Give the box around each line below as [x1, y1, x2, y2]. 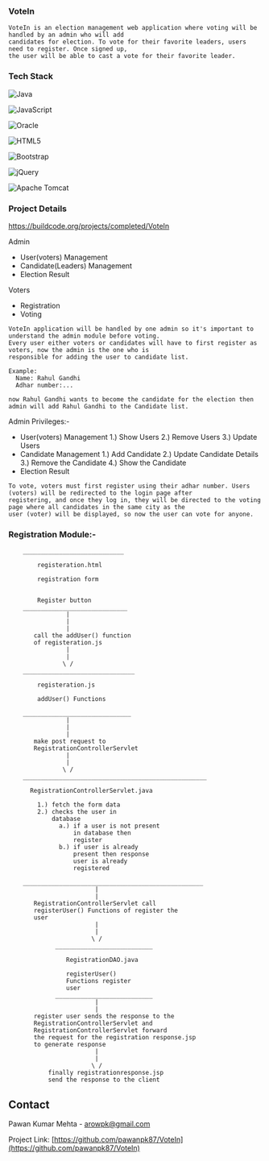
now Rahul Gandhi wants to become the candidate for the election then [8, 395, 254, 404]
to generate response [33, 1041, 106, 1049]
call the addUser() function [33, 632, 131, 640]
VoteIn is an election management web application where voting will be [8, 24, 258, 32]
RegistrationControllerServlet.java [29, 787, 153, 795]
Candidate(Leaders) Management [19, 260, 133, 271]
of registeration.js [33, 639, 103, 647]
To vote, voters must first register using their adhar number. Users [8, 482, 250, 490]
